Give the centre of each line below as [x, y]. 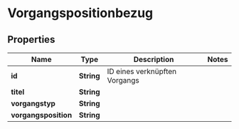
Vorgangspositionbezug [80, 13]
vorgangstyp [33, 103]
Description [154, 60]
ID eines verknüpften [142, 71]
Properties [31, 40]
